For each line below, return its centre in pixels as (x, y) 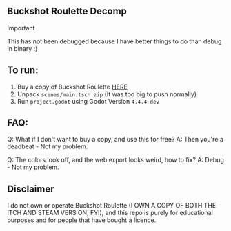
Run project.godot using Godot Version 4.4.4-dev (88, 101)
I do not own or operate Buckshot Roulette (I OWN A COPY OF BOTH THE (112, 206)
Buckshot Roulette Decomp (67, 11)
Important (21, 27)
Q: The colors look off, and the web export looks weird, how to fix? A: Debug (115, 160)
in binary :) (22, 48)
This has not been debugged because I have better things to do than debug (114, 41)
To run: (23, 70)
